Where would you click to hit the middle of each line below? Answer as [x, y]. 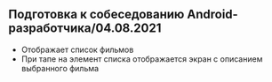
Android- [213, 15]
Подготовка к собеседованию [96, 15]
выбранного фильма [60, 68]
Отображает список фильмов [77, 49]
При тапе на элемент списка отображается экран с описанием [142, 59]
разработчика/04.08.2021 [85, 29]
